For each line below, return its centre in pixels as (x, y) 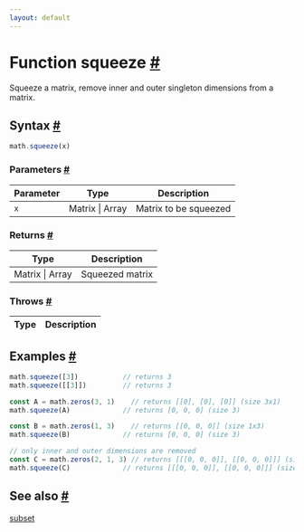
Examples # (43, 356)
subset (22, 518)
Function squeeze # (85, 62)
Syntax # (35, 125)
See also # (39, 496)
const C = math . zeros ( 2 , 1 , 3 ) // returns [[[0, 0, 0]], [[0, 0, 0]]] (145, 460)
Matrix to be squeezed (183, 208)
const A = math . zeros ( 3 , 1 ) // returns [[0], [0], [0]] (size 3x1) (145, 402)
